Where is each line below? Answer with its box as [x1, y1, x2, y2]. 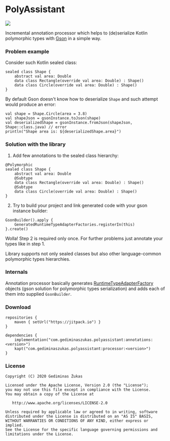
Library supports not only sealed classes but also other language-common [5, 250, 161, 257]
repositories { [5, 315, 38, 321]
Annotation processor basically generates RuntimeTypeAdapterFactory [5, 280, 154, 286]
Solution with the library [5, 141, 66, 148]
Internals [5, 268, 28, 275]
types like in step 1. [5, 240, 45, 247]
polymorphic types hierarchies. [5, 256, 71, 262]
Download [5, 303, 31, 310]
